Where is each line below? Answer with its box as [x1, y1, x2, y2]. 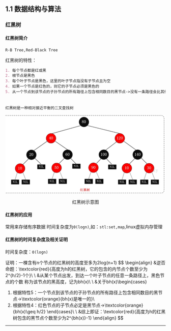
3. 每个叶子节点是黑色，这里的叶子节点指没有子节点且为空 [5, 78, 111, 84]
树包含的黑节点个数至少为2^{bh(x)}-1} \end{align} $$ [12, 315, 124, 321]
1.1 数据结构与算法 [5, 5, 62, 14]
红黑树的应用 [5, 212, 32, 218]
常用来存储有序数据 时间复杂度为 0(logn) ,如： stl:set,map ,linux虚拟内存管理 [5, 224, 163, 230]
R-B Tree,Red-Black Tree [5, 47, 58, 52]
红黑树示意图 [72, 199, 99, 205]
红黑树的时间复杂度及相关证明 [5, 236, 68, 243]
